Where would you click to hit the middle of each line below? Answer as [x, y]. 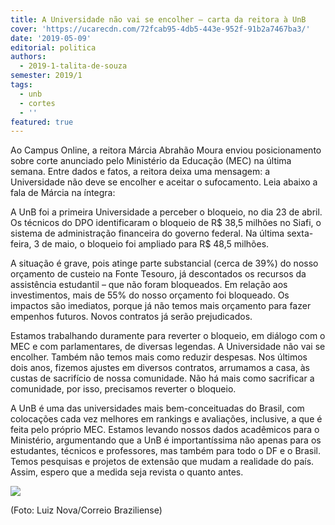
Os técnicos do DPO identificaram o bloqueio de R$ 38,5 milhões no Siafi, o [166, 223]
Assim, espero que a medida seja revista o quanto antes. [127, 472]
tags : [21, 85]
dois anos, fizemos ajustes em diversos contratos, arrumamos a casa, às [160, 368]
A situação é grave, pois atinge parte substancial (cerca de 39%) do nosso [164, 263]
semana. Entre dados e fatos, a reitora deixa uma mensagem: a [140, 172]
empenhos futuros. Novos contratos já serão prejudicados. [131, 317]
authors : [28, 57]
